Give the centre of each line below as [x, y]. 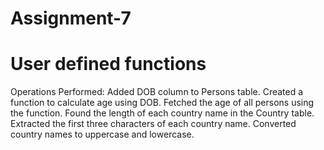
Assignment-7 [71, 18]
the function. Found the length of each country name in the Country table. [162, 113]
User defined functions [108, 64]
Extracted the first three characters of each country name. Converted [153, 124]
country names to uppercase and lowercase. [102, 134]
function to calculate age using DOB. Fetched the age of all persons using [162, 103]
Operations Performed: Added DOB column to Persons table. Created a [157, 92]
